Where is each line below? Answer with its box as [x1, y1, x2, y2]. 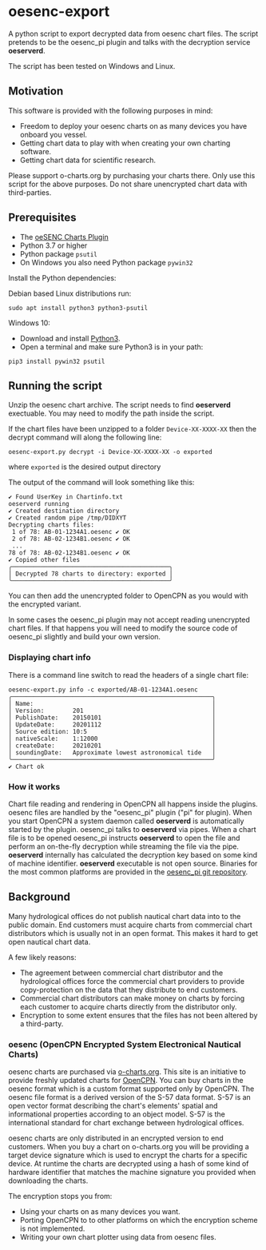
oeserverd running [8, 500, 69, 508]
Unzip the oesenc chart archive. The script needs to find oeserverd [8, 400, 232, 410]
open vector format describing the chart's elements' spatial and [8, 1101, 218, 1111]
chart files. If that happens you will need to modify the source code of [8, 623, 238, 633]
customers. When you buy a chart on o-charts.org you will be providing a [8, 1142, 249, 1152]
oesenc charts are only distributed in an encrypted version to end [8, 1133, 224, 1143]
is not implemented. [19, 1224, 85, 1233]
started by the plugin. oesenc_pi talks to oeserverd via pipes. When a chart [8, 824, 257, 834]
